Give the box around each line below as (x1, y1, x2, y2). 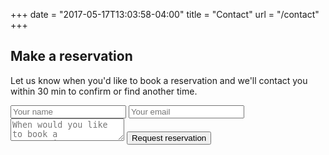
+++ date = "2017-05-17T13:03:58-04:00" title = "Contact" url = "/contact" (10, 9, 320, 20)
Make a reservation (10, 48, 133, 65)
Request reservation (131, 132, 207, 143)
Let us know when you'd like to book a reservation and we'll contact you (10, 74, 308, 86)
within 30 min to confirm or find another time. (10, 85, 198, 97)
